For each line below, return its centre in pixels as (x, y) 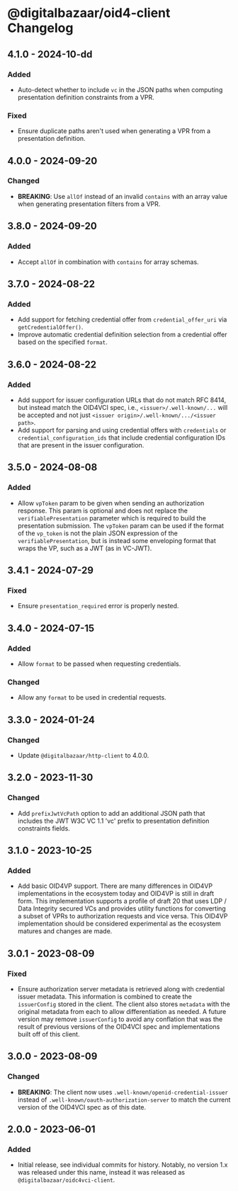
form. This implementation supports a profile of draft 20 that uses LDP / (122, 901)
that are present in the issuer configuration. (81, 445)
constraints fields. (44, 828)
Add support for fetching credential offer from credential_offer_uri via (122, 319)
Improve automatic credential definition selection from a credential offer (123, 335)
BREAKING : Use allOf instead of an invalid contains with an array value (123, 196)
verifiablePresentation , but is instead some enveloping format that (117, 540)
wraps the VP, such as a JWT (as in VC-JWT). (85, 548)
